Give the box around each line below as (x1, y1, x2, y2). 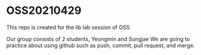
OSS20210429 (6, 4, 82, 18)
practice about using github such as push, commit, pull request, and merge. (6, 42, 195, 49)
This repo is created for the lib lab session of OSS (6, 24, 130, 31)
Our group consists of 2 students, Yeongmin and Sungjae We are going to (6, 35, 190, 42)
